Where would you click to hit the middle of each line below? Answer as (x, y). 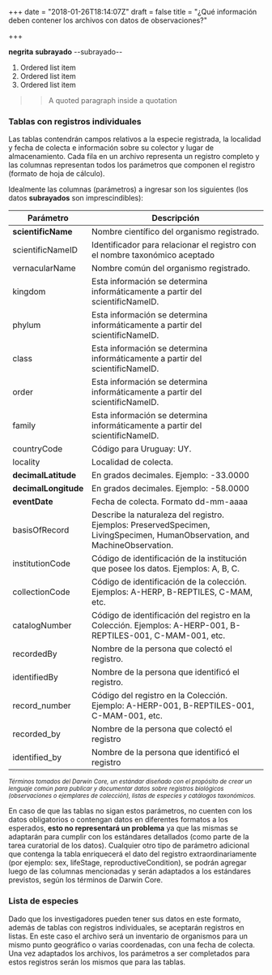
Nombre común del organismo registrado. (171, 269)
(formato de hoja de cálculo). (57, 174)
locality (26, 462)
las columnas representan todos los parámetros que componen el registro (132, 165)
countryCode (38, 449)
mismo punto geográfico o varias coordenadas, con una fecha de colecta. (132, 944)
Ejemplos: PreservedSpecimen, (151, 525)
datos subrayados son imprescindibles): (76, 198)
